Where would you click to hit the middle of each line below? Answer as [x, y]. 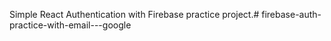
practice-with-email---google [70, 25]
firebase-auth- [291, 14]
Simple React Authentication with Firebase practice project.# [134, 14]
